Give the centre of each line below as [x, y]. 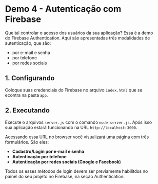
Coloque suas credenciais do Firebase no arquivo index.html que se [74, 90]
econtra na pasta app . [27, 95]
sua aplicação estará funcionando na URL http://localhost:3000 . [71, 127]
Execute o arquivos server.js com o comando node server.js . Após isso [79, 122]
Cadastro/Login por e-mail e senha [48, 151]
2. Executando [28, 110]
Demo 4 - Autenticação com [63, 9]
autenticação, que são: [28, 43]
